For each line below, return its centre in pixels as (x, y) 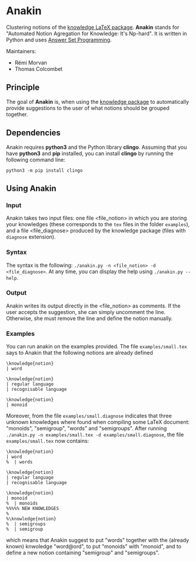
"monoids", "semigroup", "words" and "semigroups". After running (87, 429)
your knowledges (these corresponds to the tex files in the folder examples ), (98, 224)
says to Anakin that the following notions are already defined (79, 353)
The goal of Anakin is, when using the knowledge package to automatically (98, 102)
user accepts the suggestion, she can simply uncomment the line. (86, 312)
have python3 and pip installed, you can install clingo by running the (90, 153)
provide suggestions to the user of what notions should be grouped (88, 108)
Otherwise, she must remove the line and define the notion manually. (89, 318)
